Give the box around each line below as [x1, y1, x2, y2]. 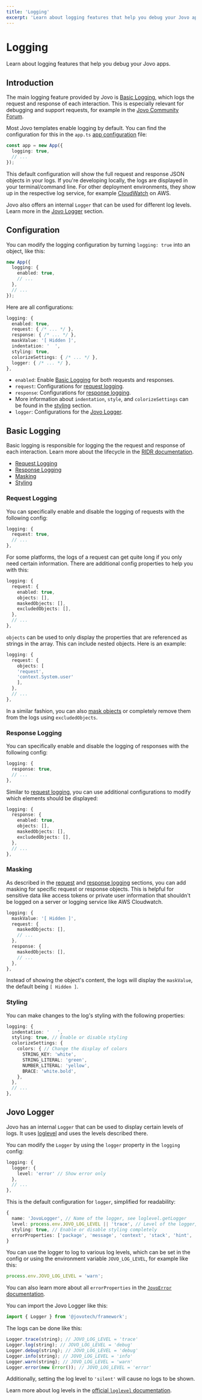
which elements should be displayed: [6, 794, 98, 801]
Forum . [6, 113, 24, 120]
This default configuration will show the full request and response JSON [6, 170, 185, 178]
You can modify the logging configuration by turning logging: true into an [6, 241, 191, 248]
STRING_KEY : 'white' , [22, 1051, 77, 1057]
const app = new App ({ [6, 143, 63, 149]
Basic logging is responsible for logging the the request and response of [6, 442, 185, 449]
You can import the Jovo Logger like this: [6, 1302, 108, 1310]
